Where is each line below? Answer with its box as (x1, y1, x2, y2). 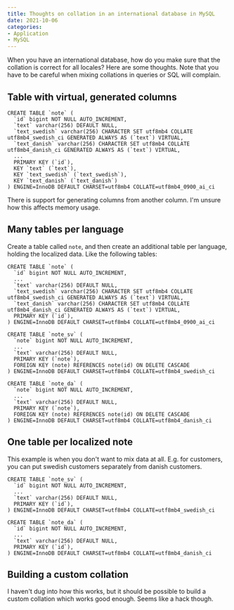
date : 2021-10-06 (7, 17, 58, 24)
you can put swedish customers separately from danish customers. (7, 462, 202, 471)
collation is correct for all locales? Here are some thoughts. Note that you (7, 63, 219, 72)
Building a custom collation (7, 569, 129, 580)
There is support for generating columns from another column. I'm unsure (7, 195, 221, 204)
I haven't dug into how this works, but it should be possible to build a (7, 588, 206, 596)
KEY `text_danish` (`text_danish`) (13, 177, 118, 184)
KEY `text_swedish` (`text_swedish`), (13, 171, 128, 178)
